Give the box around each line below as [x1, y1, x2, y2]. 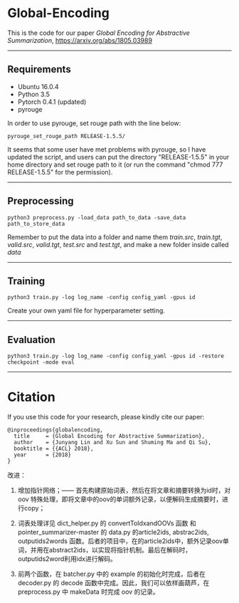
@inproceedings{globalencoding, [7, 426, 103, 434]
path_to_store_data [7, 220, 65, 227]
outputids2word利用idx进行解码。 [17, 555, 117, 563]
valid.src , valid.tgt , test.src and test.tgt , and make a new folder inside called [7, 240, 229, 248]
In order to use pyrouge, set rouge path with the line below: [7, 119, 181, 127]
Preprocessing [7, 195, 74, 207]
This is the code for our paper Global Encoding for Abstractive [7, 28, 191, 37]
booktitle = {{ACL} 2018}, [14, 445, 94, 453]
